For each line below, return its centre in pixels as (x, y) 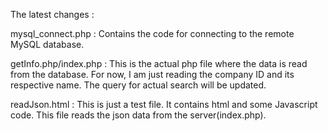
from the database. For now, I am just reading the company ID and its (152, 74)
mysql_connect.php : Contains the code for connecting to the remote (152, 33)
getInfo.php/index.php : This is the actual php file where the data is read (159, 63)
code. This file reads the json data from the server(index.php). (138, 115)
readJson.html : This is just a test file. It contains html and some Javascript (164, 104)
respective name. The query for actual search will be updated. (138, 85)
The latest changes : (52, 14)
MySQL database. (47, 44)
